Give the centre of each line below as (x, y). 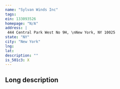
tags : (11, 14)
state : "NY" (17, 37)
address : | (16, 28)
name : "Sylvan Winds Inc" (31, 10)
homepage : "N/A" (22, 23)
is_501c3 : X (17, 60)
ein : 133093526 (21, 19)
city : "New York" (23, 42)
